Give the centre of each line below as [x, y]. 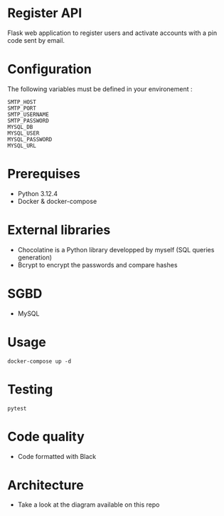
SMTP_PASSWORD [28, 120]
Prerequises [44, 174]
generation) [34, 257]
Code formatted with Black [57, 456]
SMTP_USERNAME [28, 114]
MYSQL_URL [22, 145]
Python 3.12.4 [38, 193]
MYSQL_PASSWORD [30, 139]
